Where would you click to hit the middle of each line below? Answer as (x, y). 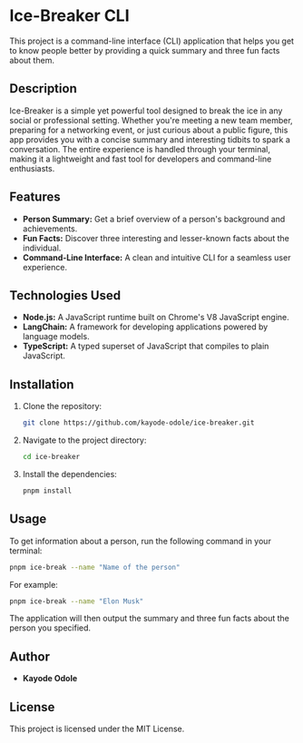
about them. (32, 60)
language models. (56, 337)
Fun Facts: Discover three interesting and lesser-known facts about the (156, 238)
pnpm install (47, 491)
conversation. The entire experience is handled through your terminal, (140, 149)
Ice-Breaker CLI (69, 16)
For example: (34, 584)
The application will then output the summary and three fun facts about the (150, 619)
